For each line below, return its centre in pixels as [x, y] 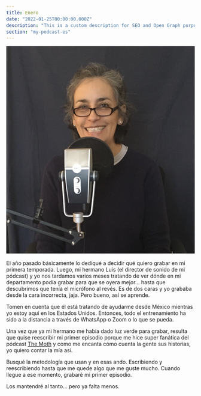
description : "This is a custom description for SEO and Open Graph [93, 25]
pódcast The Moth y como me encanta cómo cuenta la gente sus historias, [98, 344]
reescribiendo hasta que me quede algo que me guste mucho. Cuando [93, 368]
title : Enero [22, 13]
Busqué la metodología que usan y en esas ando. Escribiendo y [84, 362]
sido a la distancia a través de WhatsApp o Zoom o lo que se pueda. [90, 319]
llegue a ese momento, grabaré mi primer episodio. [69, 374]
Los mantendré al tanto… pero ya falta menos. [63, 386]
